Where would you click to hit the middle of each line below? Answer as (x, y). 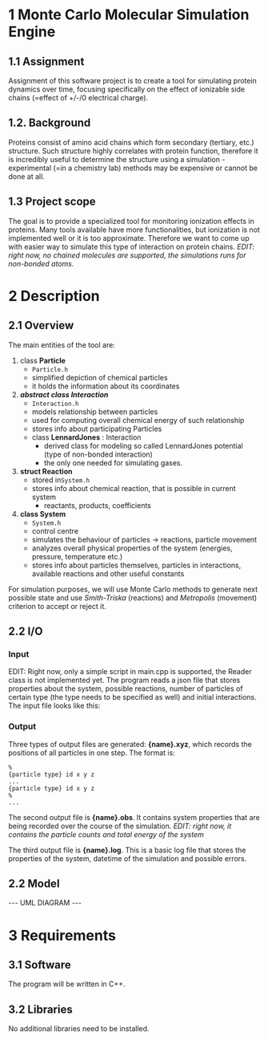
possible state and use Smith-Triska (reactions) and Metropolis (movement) (133, 597)
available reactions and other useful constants (108, 573)
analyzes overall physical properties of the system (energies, (132, 548)
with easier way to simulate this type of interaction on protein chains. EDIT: (132, 246)
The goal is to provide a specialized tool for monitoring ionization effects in (131, 221)
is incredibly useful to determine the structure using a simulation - (117, 159)
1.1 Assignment (46, 61)
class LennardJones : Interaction (86, 437)
